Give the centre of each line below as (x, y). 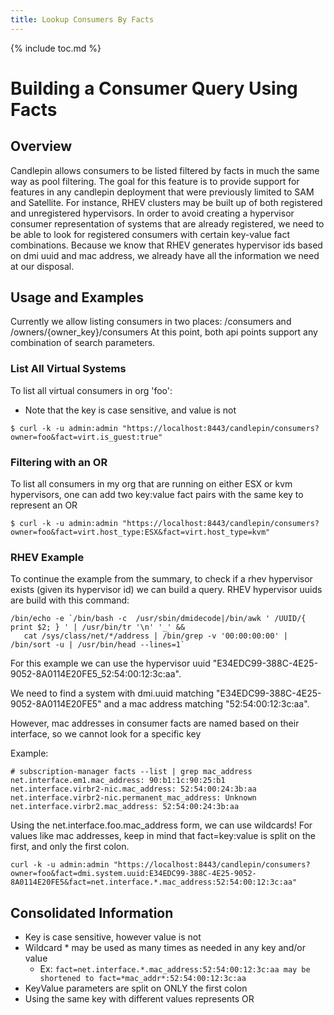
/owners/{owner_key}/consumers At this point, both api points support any (164, 332)
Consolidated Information (92, 912)
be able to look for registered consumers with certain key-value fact (150, 234)
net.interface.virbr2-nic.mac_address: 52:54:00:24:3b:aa (133, 789)
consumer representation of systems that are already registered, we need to (167, 223)
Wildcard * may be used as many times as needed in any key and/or (165, 948)
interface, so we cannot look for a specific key (106, 734)
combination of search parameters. (83, 343)
